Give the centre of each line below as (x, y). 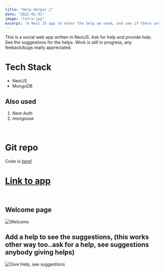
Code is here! (19, 161)
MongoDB (22, 86)
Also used (21, 102)
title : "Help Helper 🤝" (29, 10)
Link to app (28, 181)
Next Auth (22, 113)
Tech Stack (28, 67)
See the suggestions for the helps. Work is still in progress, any (68, 43)
